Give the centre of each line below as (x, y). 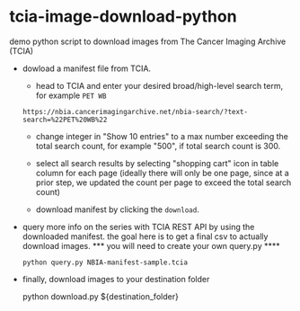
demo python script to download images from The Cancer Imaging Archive (148, 41)
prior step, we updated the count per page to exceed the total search (163, 182)
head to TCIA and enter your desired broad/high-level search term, (159, 85)
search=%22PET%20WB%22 (65, 120)
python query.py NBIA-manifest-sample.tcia (105, 262)
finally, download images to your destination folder (116, 279)
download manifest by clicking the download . (117, 209)
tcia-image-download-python (123, 17)
